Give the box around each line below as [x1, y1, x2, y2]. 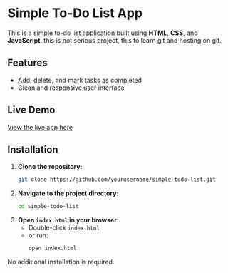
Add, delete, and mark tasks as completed [17, 76, 142, 84]
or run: [28, 231, 48, 239]
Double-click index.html [28, 223, 100, 232]
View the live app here [7, 123, 73, 131]
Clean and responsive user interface [17, 83, 125, 92]
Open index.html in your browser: [17, 216, 120, 225]
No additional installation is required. [7, 258, 115, 266]
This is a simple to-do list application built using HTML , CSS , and [7, 29, 198, 37]
